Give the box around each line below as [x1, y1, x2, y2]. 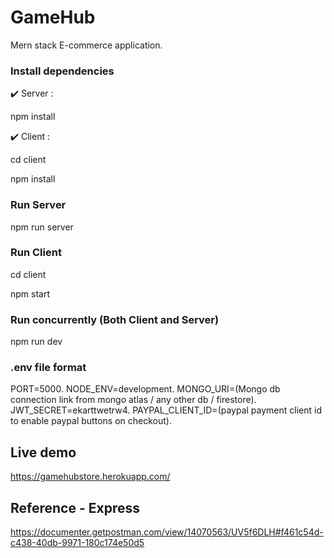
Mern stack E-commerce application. [10, 39, 163, 51]
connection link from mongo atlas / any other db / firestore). [10, 394, 257, 406]
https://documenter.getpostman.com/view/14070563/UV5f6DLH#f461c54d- [10, 526, 324, 538]
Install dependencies [10, 64, 115, 78]
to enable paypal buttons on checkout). [10, 415, 172, 427]
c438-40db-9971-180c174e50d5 [10, 537, 145, 549]
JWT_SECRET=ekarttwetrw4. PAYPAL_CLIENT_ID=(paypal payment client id [10, 404, 323, 416]
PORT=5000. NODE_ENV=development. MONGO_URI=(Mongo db [10, 383, 281, 395]
